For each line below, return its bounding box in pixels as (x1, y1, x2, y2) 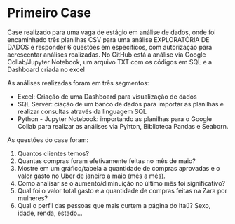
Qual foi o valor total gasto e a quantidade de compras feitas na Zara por (17, 186, 228, 195)
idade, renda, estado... (17, 209, 83, 217)
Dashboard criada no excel (7, 65, 86, 73)
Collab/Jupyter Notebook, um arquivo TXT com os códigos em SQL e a (7, 57, 213, 66)
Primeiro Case (7, 5, 91, 21)
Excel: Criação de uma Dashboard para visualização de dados (17, 92, 198, 101)
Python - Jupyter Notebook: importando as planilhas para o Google (17, 114, 213, 123)
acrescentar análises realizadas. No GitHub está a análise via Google (7, 50, 206, 59)
